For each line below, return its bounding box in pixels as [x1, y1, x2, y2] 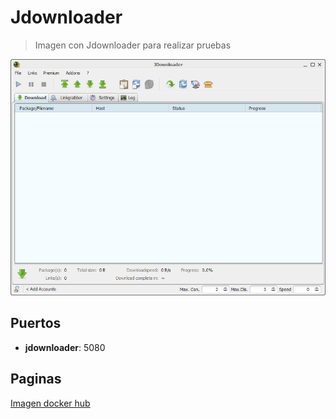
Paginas [10, 371, 62, 388]
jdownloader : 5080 [24, 341, 106, 353]
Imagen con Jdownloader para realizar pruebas [34, 39, 232, 51]
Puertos [10, 315, 62, 332]
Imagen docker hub [10, 397, 91, 409]
